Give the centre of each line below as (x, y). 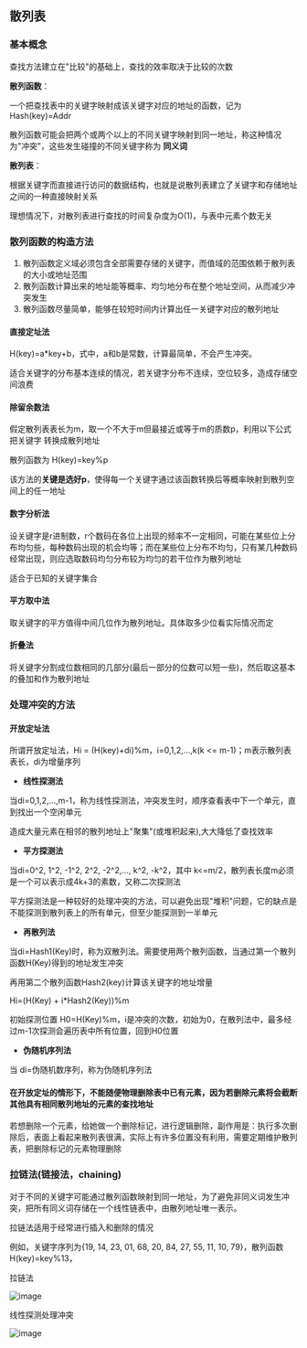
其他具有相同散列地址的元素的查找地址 (81, 1104)
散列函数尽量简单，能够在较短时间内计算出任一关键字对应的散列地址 (151, 308)
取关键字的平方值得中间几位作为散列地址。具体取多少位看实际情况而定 (142, 622)
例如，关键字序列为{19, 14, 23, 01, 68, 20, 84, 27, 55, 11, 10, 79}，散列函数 (147, 1246)
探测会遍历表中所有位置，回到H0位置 (109, 1031)
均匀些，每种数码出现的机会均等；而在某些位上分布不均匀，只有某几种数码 (157, 547)
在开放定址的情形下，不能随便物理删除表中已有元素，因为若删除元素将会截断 (153, 1092)
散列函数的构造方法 (52, 241)
